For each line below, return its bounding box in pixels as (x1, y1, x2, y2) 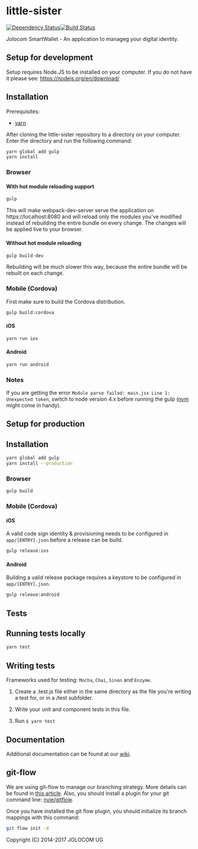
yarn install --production (6, 461, 73, 467)
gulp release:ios (6, 548, 49, 554)
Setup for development (6, 52, 93, 63)
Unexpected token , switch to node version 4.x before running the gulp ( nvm (6, 395, 189, 403)
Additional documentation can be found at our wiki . (6, 750, 132, 757)
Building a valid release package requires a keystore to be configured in (6, 574, 181, 581)
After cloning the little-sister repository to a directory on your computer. (6, 131, 181, 138)
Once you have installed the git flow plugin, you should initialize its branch (6, 807, 187, 815)
